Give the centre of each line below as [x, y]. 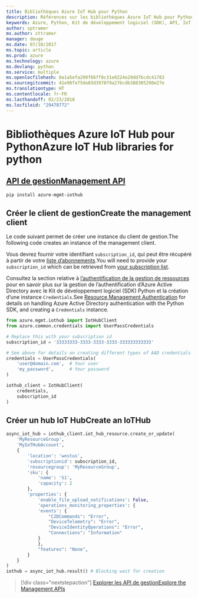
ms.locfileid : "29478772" [38, 105]
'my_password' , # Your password [63, 369]
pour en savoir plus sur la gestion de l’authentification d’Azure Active [89, 285]
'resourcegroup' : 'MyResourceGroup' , [73, 467]
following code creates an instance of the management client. [81, 243]
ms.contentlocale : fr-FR [37, 94]
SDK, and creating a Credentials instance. [57, 310]
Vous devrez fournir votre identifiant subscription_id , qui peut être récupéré [99, 254]
